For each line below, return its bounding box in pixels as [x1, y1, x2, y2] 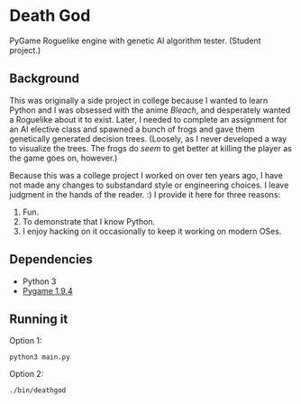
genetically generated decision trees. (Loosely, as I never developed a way [9, 133, 287, 144]
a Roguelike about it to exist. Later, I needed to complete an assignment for [9, 114, 287, 124]
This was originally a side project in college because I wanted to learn [9, 95, 269, 106]
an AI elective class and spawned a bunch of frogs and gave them [9, 124, 255, 134]
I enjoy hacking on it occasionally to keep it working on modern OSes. [22, 225, 282, 236]
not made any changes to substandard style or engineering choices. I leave [9, 179, 289, 190]
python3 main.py [9, 353, 70, 362]
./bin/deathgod [9, 386, 67, 395]
